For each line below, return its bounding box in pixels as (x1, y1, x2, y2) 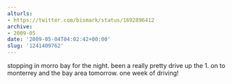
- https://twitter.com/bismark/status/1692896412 (7, 17, 155, 24)
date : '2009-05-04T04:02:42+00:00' (7, 36, 111, 43)
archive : (7, 23, 33, 30)
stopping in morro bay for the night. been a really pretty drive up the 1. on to (7, 62, 226, 69)
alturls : (7, 10, 33, 17)
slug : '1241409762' (7, 42, 64, 49)
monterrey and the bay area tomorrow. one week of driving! (7, 69, 180, 77)
